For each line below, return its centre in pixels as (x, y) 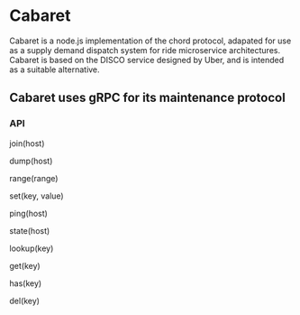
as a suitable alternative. (55, 69)
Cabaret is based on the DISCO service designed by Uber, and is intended (147, 60)
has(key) (26, 283)
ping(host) (28, 213)
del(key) (25, 301)
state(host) (30, 230)
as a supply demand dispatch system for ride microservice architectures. (145, 50)
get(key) (25, 265)
